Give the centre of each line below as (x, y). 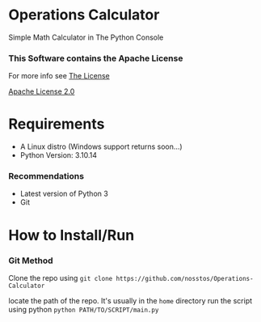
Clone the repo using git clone (61, 278)
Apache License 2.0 (42, 91)
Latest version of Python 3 (64, 194)
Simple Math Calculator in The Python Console (86, 37)
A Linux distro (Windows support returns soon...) (101, 146)
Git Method (31, 261)
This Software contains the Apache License (96, 58)
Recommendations (46, 176)
